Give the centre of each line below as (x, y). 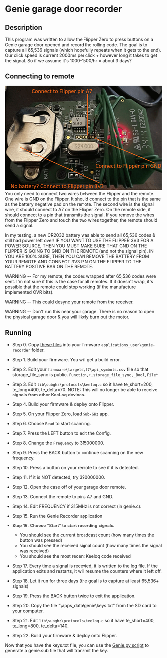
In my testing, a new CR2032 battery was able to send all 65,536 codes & (80, 235)
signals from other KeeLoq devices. (49, 395)
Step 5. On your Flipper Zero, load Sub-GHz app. (61, 414)
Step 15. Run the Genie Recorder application (57, 516)
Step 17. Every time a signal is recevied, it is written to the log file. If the (85, 566)
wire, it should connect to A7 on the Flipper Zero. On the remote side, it (78, 210)
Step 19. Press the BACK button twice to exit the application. (74, 596)
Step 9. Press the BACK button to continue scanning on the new (78, 452)
